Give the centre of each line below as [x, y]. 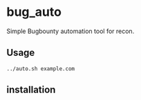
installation [31, 90]
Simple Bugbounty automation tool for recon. [70, 31]
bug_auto [34, 12]
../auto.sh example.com [41, 69]
